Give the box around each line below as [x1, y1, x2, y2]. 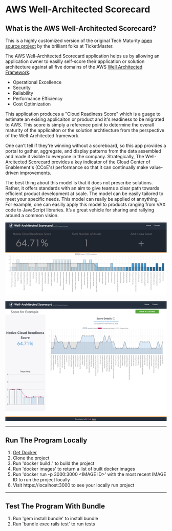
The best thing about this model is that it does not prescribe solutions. [5, 180, 153, 185]
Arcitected [5, 159, 27, 165]
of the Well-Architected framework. [5, 133, 80, 139]
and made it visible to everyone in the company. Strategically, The [5, 154, 144, 159]
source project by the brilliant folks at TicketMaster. [5, 43, 114, 49]
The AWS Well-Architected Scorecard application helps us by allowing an [5, 53, 160, 59]
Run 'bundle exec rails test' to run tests [12, 521, 96, 527]
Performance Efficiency [12, 96, 63, 101]
